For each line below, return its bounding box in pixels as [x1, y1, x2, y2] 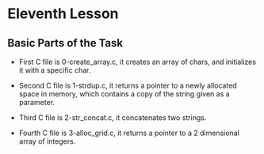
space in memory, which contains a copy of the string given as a [18, 89, 231, 99]
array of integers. [18, 137, 76, 146]
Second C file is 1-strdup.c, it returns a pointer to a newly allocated [18, 81, 237, 90]
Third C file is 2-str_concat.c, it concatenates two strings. [18, 113, 207, 122]
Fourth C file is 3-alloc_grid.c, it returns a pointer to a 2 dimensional [18, 128, 239, 137]
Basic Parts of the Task [7, 36, 124, 50]
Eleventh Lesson [7, 5, 120, 23]
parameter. [18, 98, 55, 107]
